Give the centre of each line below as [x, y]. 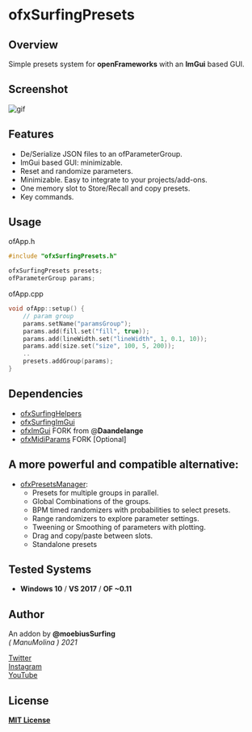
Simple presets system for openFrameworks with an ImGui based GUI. [126, 64]
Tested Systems [50, 569]
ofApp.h [22, 242]
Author [26, 614]
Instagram [25, 667]
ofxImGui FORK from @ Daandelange [82, 431]
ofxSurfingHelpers [51, 413]
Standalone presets [65, 544]
